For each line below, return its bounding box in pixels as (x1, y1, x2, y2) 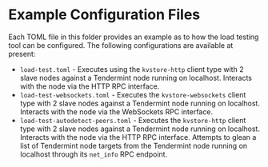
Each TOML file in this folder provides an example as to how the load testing (8, 32, 259, 42)
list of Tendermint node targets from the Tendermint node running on (19, 141, 248, 150)
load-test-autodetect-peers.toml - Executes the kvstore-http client (19, 115, 246, 125)
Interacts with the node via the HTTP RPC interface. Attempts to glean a (19, 132, 257, 141)
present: (8, 49, 36, 58)
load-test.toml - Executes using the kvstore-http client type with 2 (19, 64, 244, 74)
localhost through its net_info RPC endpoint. (19, 149, 168, 159)
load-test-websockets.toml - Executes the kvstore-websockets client (19, 89, 246, 99)
